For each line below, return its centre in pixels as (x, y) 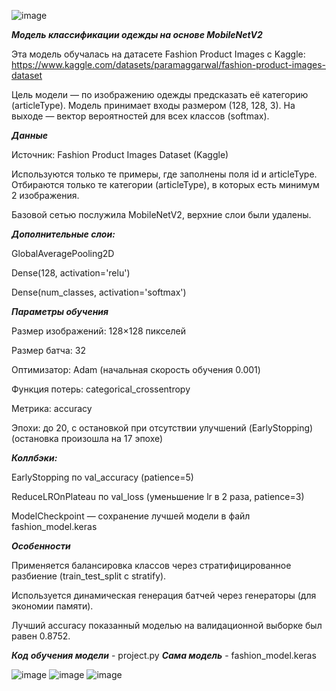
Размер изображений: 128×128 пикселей (99, 331)
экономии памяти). (52, 606)
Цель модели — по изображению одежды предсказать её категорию (160, 94)
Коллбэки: (34, 458)
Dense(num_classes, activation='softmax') (99, 292)
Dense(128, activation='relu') (71, 273)
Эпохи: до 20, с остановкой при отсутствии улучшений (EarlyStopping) (162, 428)
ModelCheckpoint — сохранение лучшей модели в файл (131, 516)
